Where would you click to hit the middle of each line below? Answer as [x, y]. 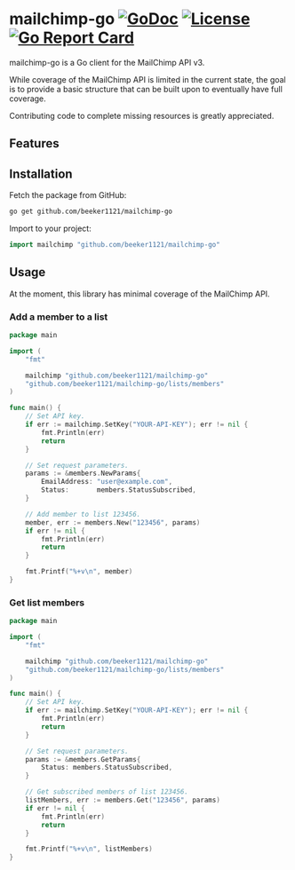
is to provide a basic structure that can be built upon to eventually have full [146, 89]
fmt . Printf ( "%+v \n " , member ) [79, 572]
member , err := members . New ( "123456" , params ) [113, 522]
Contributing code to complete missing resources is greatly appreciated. [142, 115]
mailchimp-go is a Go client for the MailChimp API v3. [107, 62]
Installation [41, 174]
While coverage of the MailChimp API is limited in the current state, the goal [147, 79]
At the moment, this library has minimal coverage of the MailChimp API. [140, 294]
